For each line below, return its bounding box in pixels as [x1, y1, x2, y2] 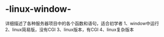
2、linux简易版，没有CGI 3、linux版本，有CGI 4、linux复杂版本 [5, 26, 134, 33]
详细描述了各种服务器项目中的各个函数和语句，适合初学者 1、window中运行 [5, 20, 159, 26]
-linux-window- [5, 3, 72, 15]
